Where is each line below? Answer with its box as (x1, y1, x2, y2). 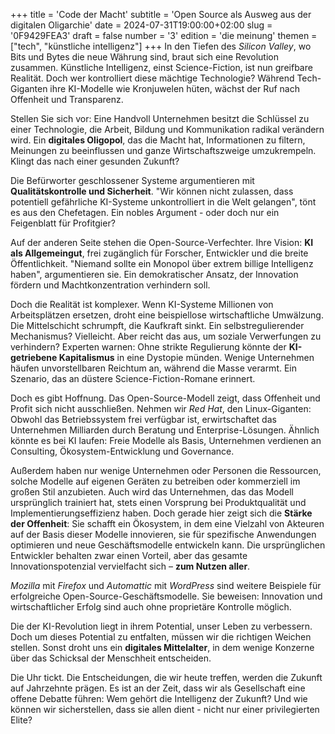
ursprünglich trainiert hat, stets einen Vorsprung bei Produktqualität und (10, 497, 307, 508)
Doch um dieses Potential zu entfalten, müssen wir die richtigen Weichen (10, 631, 312, 643)
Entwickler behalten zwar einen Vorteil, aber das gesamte (10, 550, 248, 561)
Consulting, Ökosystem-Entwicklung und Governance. (10, 445, 235, 457)
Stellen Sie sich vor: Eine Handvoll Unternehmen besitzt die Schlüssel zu (10, 113, 310, 124)
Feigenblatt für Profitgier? (10, 217, 116, 229)
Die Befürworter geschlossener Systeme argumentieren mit (10, 175, 255, 186)
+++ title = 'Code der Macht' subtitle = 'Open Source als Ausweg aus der (10, 9, 312, 20)
